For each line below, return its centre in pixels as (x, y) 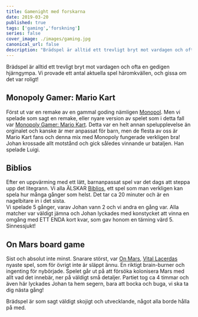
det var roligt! (22, 79)
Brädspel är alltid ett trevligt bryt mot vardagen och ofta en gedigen (88, 67)
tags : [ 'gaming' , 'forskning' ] (43, 28)
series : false (24, 34)
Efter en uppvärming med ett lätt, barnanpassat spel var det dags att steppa (98, 182)
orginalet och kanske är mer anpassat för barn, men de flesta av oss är (92, 131)
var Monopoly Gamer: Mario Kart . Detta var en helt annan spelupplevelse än (98, 124)
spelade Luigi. (23, 149)
